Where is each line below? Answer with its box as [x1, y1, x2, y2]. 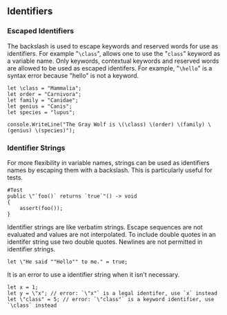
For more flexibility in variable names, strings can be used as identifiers [7, 158, 210, 166]
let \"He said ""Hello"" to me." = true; [7, 258, 128, 265]
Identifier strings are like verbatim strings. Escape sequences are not [7, 222, 203, 231]
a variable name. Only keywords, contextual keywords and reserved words [7, 57, 219, 65]
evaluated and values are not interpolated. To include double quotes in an [7, 230, 216, 238]
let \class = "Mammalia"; [7, 84, 81, 92]
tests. [7, 173, 23, 182]
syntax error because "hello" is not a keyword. [7, 71, 139, 79]
